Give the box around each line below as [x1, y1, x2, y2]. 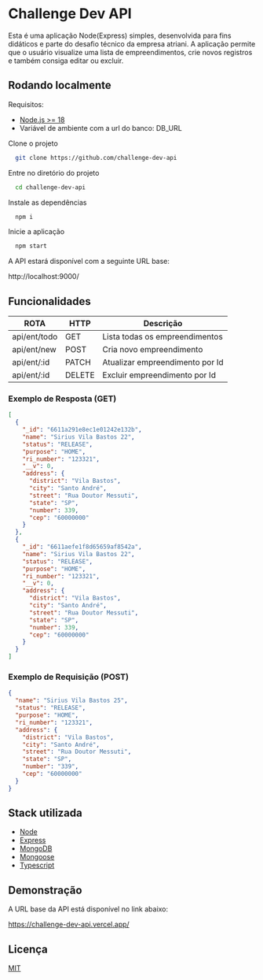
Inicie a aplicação [8, 227, 65, 236]
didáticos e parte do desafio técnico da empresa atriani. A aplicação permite [8, 39, 256, 48]
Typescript [19, 860, 55, 870]
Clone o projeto [8, 139, 59, 148]
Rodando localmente [8, 79, 111, 92]
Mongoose [19, 852, 55, 862]
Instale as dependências [8, 198, 87, 207]
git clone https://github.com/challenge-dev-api [15, 154, 177, 161]
